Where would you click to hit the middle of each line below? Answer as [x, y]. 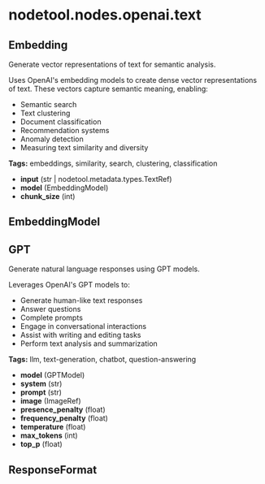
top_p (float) [41, 444]
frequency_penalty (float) [64, 418]
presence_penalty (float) [63, 410]
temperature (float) [53, 427]
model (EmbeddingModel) [64, 188]
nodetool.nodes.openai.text [105, 15]
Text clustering [45, 113]
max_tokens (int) [49, 435]
